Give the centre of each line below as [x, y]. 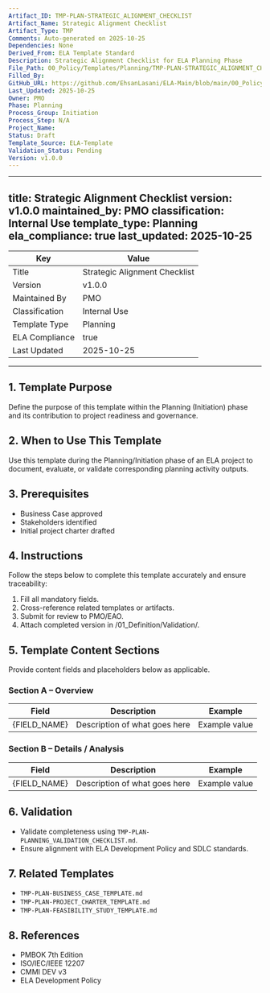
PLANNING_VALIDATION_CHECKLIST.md [78, 841]
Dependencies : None [41, 46]
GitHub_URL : [28, 83]
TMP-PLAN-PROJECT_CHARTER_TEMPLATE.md [85, 902]
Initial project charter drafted [67, 530]
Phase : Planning [35, 105]
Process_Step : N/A [39, 121]
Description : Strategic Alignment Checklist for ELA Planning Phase [125, 61]
